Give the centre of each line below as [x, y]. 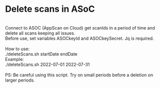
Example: [15, 59]
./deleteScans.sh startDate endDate [41, 54]
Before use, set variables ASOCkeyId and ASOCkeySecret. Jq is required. [80, 38]
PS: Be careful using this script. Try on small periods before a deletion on [79, 75]
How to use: [17, 49]
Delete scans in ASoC [50, 9]
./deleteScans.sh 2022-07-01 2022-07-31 [48, 64]
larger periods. [20, 80]
